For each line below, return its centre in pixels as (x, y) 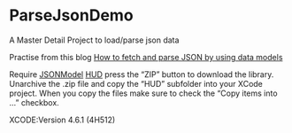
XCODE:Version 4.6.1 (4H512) (62, 120)
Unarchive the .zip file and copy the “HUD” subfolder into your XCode (136, 83)
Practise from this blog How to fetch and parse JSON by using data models (146, 57)
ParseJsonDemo (72, 16)
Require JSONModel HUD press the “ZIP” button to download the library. (142, 74)
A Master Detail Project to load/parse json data (94, 40)
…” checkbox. (34, 102)
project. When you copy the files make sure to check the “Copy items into (143, 93)
